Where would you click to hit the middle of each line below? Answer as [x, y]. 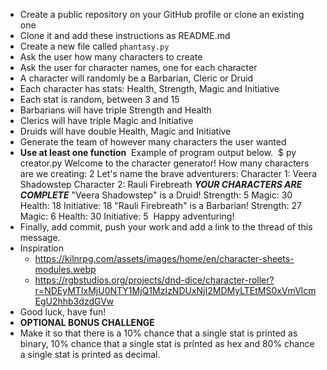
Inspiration [41, 248]
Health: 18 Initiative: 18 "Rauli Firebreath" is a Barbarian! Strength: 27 [160, 205]
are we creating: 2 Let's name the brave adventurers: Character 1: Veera [168, 173]
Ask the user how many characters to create [111, 57]
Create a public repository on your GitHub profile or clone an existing [162, 14]
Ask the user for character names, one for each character [138, 67]
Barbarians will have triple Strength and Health [115, 110]
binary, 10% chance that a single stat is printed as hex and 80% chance [167, 343]
